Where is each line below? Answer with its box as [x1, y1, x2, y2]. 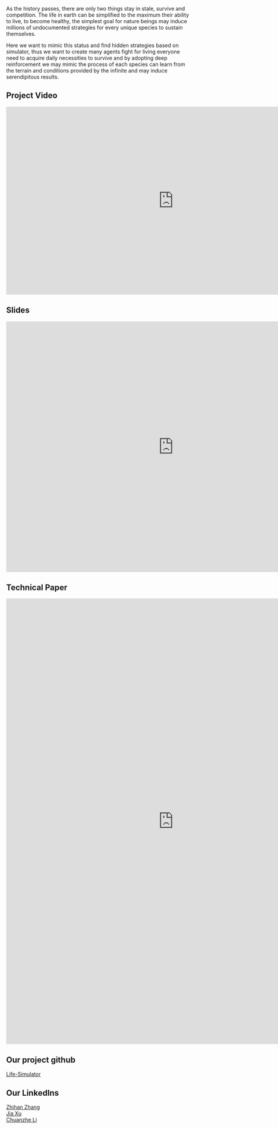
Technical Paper [6, 582, 68, 593]
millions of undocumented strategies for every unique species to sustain [6, 24, 183, 31]
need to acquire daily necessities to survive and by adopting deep [6, 55, 168, 61]
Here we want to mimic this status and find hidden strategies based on [6, 42, 179, 49]
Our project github [6, 1055, 76, 1065]
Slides [6, 305, 30, 316]
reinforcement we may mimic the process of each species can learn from [6, 61, 185, 68]
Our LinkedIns [6, 1087, 59, 1098]
